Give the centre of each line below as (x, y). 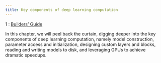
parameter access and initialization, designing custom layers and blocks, (80, 44)
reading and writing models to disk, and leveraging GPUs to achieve (75, 49)
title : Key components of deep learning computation (62, 10)
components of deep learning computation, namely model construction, (80, 39)
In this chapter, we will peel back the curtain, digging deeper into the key (80, 33)
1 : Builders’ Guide (24, 24)
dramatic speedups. (26, 55)
